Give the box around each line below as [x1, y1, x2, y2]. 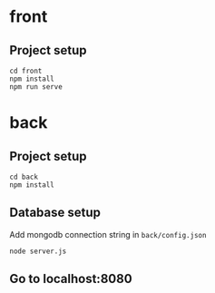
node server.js [9, 247, 67, 256]
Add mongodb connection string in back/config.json [9, 229, 207, 239]
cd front [9, 66, 43, 75]
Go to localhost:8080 [9, 271, 133, 287]
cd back [9, 172, 39, 181]
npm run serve [9, 83, 64, 92]
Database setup [9, 205, 102, 220]
